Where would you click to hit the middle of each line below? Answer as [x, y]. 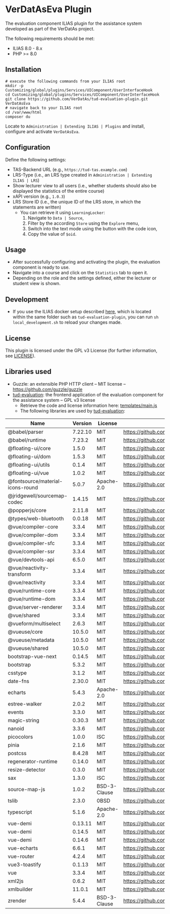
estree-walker [25, 703]
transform [19, 574]
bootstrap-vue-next [32, 656]
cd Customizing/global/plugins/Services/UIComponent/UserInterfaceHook [82, 95]
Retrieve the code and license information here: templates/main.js [89, 405]
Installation [23, 70]
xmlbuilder [20, 889]
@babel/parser [26, 432]
